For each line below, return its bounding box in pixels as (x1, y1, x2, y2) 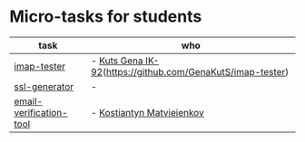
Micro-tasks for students (9, 6, 202, 27)
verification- (14, 106, 68, 118)
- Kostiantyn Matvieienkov (90, 106, 204, 118)
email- (14, 95, 44, 108)
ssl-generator (14, 80, 74, 92)
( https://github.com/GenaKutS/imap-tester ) (103, 65, 290, 78)
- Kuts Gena (90, 54, 143, 67)
